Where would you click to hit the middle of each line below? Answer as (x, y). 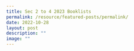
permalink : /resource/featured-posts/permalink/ (67, 17)
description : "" (26, 33)
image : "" (18, 39)
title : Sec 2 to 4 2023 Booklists (49, 11)
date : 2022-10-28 (28, 22)
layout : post (22, 28)
